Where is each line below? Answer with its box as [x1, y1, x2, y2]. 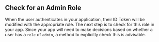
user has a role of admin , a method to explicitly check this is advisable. [5, 31, 146, 37]
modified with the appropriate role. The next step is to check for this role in [5, 21, 155, 27]
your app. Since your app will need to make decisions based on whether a [5, 26, 153, 32]
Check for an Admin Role [5, 4, 81, 12]
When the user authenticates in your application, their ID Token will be [5, 16, 145, 22]
